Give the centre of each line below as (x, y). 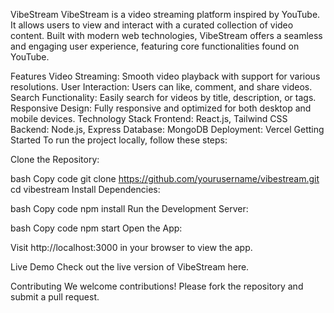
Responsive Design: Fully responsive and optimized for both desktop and (161, 108)
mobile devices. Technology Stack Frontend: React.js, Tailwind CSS (149, 118)
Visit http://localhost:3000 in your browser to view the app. (131, 247)
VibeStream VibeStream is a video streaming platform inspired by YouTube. (165, 14)
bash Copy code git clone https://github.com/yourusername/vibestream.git (165, 178)
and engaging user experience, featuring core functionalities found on (155, 46)
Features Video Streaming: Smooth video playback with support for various (165, 76)
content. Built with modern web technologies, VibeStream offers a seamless (166, 35)
